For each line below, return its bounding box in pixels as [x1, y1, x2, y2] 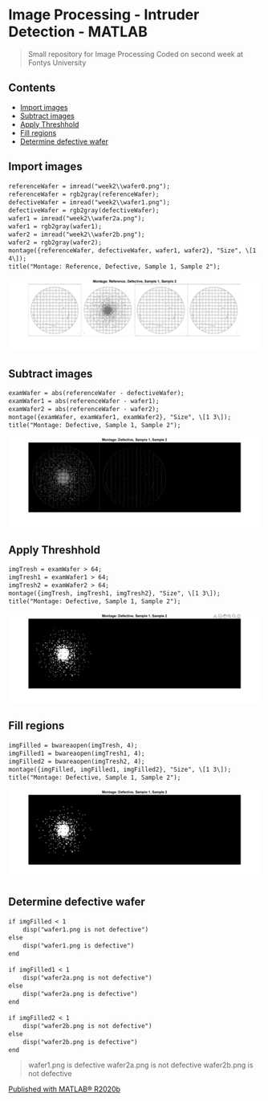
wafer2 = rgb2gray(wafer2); [8, 239, 103, 247]
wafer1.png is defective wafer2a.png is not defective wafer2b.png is [27, 1060, 254, 1070]
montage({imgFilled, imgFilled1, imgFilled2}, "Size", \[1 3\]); [8, 765, 231, 773]
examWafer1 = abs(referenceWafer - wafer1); [8, 398, 160, 406]
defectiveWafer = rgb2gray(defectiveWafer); [8, 206, 160, 214]
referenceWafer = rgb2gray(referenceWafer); [8, 190, 160, 198]
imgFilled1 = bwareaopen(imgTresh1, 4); [8, 749, 146, 757]
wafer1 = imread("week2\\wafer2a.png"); [8, 214, 146, 222]
